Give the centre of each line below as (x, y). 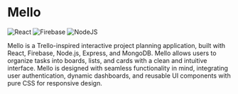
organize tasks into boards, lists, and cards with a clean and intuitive (107, 60)
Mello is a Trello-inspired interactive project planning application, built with (117, 45)
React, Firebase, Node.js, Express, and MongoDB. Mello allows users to (112, 53)
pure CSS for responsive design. (55, 83)
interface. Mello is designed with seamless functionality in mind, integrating (118, 68)
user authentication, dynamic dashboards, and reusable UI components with (119, 76)
